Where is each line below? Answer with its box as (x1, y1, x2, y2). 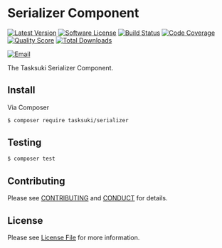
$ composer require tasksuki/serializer (7, 117, 129, 124)
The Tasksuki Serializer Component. (7, 63, 114, 72)
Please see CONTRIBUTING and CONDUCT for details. (7, 194, 168, 203)
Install (7, 84, 36, 97)
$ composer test (7, 155, 55, 163)
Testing (7, 136, 42, 149)
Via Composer (7, 103, 50, 112)
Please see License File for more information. (7, 233, 140, 242)
